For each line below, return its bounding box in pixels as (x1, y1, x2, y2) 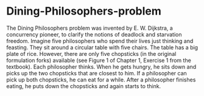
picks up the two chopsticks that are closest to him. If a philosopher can (6, 69, 187, 77)
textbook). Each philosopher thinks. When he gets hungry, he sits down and (6, 63, 197, 70)
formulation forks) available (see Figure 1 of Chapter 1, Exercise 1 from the (6, 57, 192, 64)
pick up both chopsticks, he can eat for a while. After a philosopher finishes (6, 76, 196, 83)
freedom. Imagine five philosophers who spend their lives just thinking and (6, 37, 194, 44)
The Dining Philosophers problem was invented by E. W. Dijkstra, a (6, 24, 174, 32)
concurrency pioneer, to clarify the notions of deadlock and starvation (6, 30, 182, 38)
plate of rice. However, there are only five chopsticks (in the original (6, 50, 177, 57)
